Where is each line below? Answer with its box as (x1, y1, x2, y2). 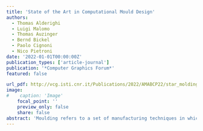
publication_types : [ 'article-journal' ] (6, 59, 110, 65)
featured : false (6, 71, 47, 77)
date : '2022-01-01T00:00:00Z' (6, 54, 83, 60)
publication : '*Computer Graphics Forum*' (6, 65, 115, 71)
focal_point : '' (17, 98, 59, 104)
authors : (6, 14, 28, 21)
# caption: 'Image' (6, 93, 63, 99)
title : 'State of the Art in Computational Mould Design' (6, 8, 155, 15)
